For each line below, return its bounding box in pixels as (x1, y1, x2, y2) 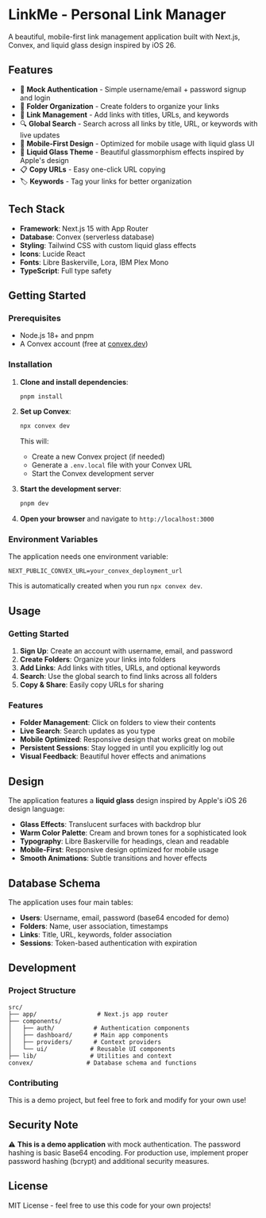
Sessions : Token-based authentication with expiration (19, 938, 197, 948)
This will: (19, 436, 49, 446)
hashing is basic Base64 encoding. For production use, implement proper (8, 1147, 249, 1158)
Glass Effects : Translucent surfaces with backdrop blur (19, 820, 202, 829)
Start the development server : (19, 484, 121, 494)
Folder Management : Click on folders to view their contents (19, 718, 216, 727)
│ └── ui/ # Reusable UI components (8, 1045, 176, 1053)
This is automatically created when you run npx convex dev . (8, 581, 203, 591)
